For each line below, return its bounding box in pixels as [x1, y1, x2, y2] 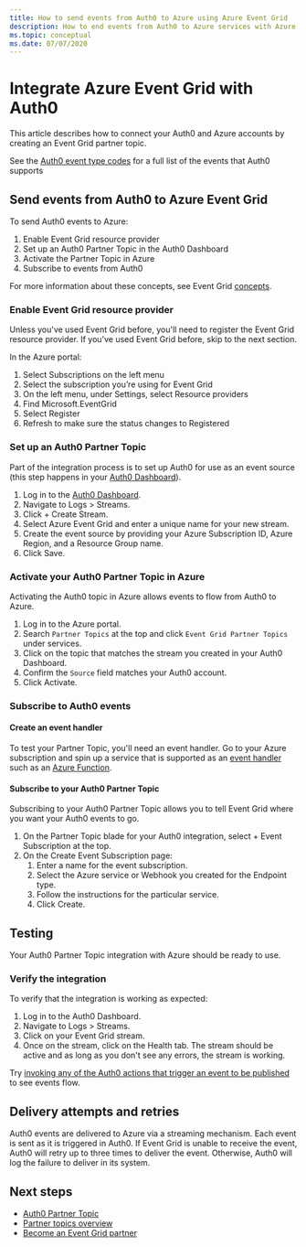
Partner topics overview [22, 1218, 113, 1229]
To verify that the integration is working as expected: [9, 994, 208, 1005]
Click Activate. [22, 676, 78, 687]
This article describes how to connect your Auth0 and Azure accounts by [9, 128, 285, 139]
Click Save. [22, 547, 66, 558]
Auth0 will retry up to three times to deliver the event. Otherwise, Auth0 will [9, 1147, 293, 1158]
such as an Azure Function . [9, 762, 112, 773]
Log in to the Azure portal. [22, 618, 121, 629]
